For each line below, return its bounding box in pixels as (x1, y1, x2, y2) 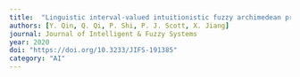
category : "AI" (9, 54, 66, 63)
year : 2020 (9, 37, 50, 47)
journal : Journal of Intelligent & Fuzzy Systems (9, 29, 198, 38)
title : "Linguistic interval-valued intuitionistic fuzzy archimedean (9, 12, 281, 22)
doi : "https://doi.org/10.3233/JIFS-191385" (9, 46, 178, 55)
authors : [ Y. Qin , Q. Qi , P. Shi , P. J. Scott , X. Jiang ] (9, 21, 229, 30)
